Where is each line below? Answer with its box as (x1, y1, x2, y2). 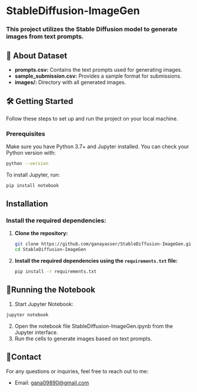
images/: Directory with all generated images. (14, 78, 126, 86)
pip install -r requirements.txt (14, 269, 97, 274)
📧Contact (6, 352, 42, 362)
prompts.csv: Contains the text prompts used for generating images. (14, 66, 182, 73)
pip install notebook (6, 182, 59, 189)
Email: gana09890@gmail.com (14, 379, 89, 386)
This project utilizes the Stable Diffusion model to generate (6, 25, 178, 33)
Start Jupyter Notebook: (14, 300, 74, 307)
